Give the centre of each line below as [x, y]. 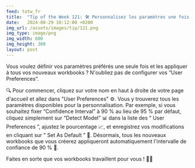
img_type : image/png [31, 33]
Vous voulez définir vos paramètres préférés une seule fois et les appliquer [97, 66]
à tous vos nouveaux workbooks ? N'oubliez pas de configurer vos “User [95, 72]
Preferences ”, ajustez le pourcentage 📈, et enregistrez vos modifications [95, 126]
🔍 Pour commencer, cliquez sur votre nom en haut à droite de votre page [95, 90]
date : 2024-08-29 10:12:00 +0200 [50, 22]
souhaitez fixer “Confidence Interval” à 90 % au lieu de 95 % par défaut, [94, 111]
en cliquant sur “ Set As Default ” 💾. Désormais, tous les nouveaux [86, 135]
